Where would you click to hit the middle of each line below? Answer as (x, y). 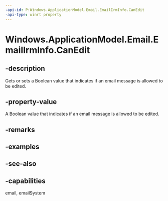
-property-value (31, 102)
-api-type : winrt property (33, 15)
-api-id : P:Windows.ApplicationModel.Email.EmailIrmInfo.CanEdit (75, 10)
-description (25, 69)
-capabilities (26, 181)
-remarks (20, 129)
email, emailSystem (25, 193)
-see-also (21, 164)
